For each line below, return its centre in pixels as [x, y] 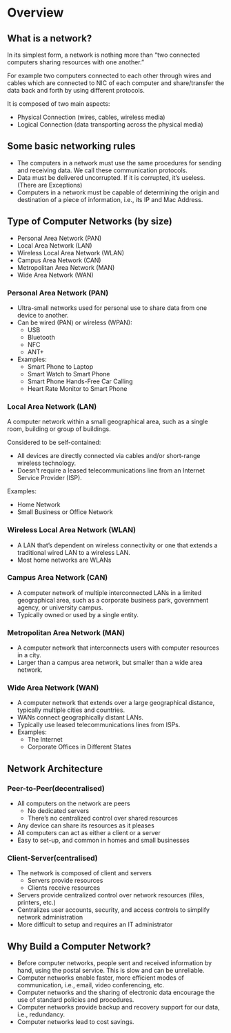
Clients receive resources [64, 888]
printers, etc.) [37, 903]
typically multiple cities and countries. [71, 710]
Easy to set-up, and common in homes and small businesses [103, 840]
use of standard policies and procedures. [76, 1000]
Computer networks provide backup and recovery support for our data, [118, 1007]
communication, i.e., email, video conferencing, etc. [91, 985]
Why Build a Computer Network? [79, 946]
